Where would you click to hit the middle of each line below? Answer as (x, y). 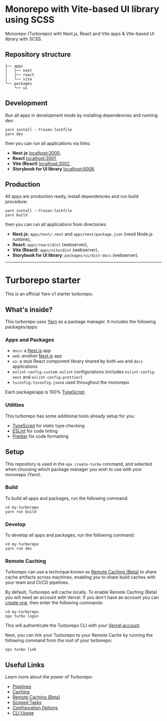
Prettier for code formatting (40, 436)
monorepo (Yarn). (23, 474)
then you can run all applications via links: (48, 143)
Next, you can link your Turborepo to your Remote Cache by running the (79, 635)
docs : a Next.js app (32, 351)
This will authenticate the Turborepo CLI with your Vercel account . (73, 626)
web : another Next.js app (37, 356)
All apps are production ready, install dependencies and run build (72, 196)
